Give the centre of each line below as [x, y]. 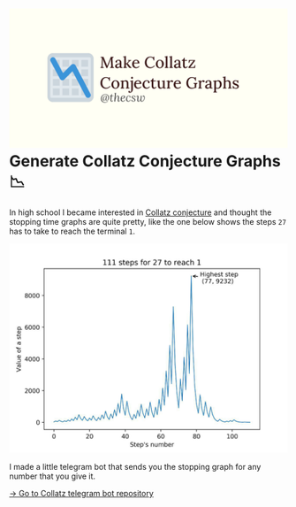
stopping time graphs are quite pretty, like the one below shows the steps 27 [148, 221]
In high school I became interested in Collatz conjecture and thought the [140, 212]
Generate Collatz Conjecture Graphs [145, 161]
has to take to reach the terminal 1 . [72, 231]
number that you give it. [52, 476]
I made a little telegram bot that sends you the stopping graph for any [135, 466]
